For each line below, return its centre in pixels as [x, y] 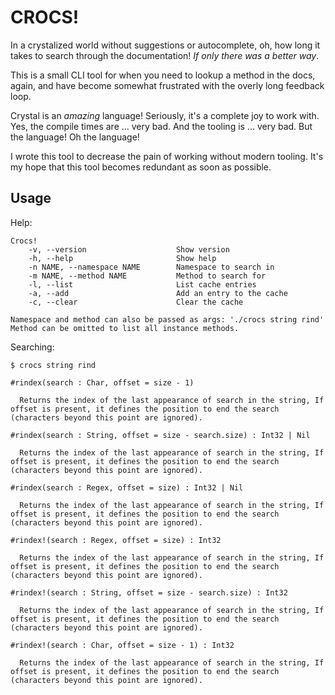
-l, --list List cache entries [142, 284]
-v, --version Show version [129, 249]
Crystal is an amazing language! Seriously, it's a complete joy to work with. [165, 115]
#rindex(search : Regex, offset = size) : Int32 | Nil [127, 487]
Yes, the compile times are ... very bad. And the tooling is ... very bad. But [161, 126]
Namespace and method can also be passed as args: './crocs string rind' [167, 319]
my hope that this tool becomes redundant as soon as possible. [141, 167]
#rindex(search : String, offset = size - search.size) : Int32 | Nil [160, 435]
